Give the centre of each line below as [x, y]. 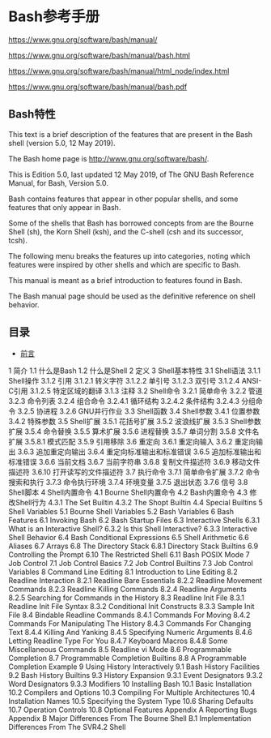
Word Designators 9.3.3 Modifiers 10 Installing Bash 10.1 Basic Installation [130, 684]
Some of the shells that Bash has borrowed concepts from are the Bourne [131, 223]
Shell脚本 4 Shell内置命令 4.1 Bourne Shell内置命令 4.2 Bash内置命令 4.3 [128, 492]
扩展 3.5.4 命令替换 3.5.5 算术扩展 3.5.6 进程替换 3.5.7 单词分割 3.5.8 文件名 [134, 431]
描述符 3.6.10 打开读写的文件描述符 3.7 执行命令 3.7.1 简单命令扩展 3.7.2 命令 [134, 472]
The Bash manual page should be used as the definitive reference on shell [132, 296]
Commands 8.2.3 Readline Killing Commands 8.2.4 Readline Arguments [127, 589]
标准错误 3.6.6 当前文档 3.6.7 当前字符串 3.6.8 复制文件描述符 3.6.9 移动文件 [134, 461]
